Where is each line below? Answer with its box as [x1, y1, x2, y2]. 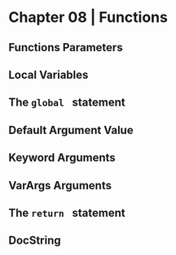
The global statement [8, 96, 125, 110]
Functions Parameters [8, 41, 124, 54]
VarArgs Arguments [8, 179, 112, 192]
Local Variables [8, 67, 89, 81]
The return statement [8, 205, 125, 219]
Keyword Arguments [8, 151, 116, 165]
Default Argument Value [8, 123, 134, 137]
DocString [8, 234, 61, 248]
